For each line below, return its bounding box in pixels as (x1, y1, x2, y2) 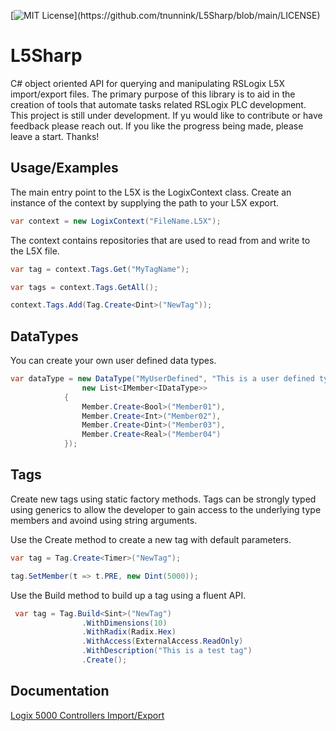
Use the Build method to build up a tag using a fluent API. (10, 589, 247, 601)
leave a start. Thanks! (10, 130, 100, 142)
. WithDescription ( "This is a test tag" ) (81, 646, 253, 656)
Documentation (10, 683, 110, 700)
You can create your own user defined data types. (10, 355, 217, 367)
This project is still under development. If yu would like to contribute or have (10, 109, 323, 121)
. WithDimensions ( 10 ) (81, 618, 168, 628)
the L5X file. (10, 245, 60, 257)
